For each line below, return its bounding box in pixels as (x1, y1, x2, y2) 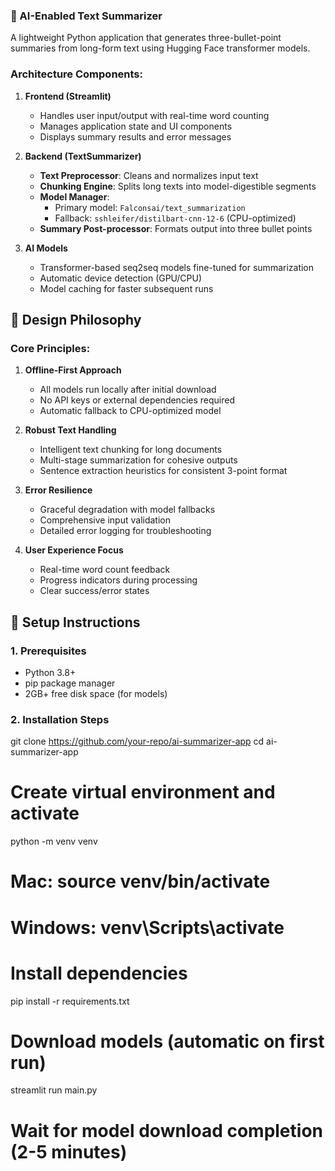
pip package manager (24, 677, 116, 689)
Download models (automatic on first (10, 1030, 325, 1053)
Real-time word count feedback (39, 564, 171, 576)
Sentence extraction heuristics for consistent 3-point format (39, 465, 288, 477)
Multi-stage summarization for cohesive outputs (39, 454, 238, 466)
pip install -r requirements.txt (10, 995, 130, 1007)
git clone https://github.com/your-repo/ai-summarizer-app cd (10, 735, 265, 748)
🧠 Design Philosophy (10, 311, 142, 328)
